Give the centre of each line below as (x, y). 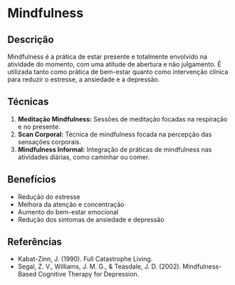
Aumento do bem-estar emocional (68, 211)
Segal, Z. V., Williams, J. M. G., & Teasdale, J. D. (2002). (99, 266)
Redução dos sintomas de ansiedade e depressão (91, 219)
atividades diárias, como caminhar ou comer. (84, 157)
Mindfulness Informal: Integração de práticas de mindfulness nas (115, 149)
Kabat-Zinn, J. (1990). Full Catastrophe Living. (85, 259)
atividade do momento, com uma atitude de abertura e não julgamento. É (115, 64)
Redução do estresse (49, 196)
